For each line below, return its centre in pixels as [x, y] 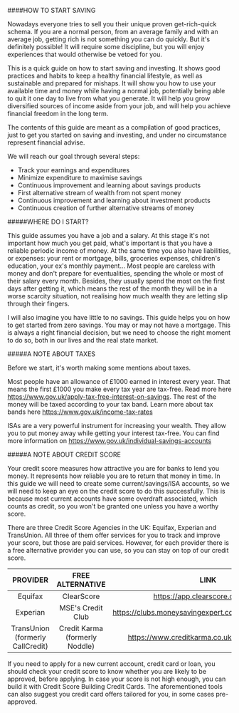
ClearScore [81, 596]
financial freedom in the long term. [58, 114]
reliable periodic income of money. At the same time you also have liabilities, [119, 251]
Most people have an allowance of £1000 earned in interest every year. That [119, 381]
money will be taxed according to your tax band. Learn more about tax [110, 404]
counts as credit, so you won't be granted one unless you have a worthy [113, 506]
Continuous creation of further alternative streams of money [106, 208]
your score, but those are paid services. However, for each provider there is [118, 543]
